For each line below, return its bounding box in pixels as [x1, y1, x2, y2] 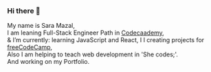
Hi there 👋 [7, 6, 41, 16]
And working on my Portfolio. [7, 58, 90, 66]
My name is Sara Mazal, [7, 22, 76, 30]
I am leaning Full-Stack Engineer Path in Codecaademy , [7, 29, 165, 37]
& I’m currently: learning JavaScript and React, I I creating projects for [7, 36, 205, 44]
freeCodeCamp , [7, 43, 53, 52]
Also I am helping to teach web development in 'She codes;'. [7, 50, 179, 58]
